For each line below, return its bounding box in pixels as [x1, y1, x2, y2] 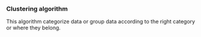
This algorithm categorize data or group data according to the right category [6, 18, 196, 25]
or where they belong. [6, 24, 61, 31]
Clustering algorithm [6, 5, 68, 13]
